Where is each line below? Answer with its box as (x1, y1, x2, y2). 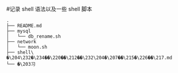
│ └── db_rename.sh (6, 33, 61, 40)
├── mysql (6, 28, 32, 34)
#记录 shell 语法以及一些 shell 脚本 (6, 5, 92, 12)
